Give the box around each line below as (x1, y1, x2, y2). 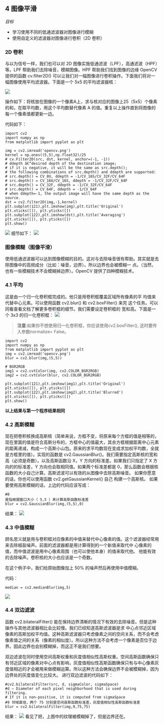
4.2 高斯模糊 (5, 421, 35, 428)
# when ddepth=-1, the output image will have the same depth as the (5, 191, 150, 196)
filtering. (5, 690, 27, 695)
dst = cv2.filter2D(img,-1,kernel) (5, 200, 78, 205)
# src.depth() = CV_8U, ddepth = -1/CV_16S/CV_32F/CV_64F (5, 174, 125, 179)
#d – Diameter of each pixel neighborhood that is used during (5, 686, 137, 691)
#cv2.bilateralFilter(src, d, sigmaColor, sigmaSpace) (5, 682, 119, 687)
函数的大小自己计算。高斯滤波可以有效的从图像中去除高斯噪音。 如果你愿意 (5, 470, 156, 475)
